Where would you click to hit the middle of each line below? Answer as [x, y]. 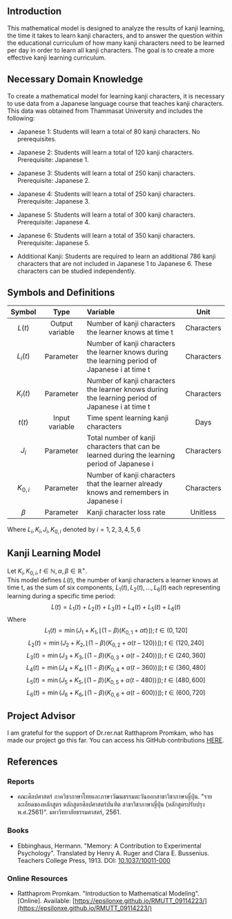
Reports [21, 782]
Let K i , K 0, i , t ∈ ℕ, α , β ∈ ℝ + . [47, 571]
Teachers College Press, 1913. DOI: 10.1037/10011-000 [94, 860]
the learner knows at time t [130, 332]
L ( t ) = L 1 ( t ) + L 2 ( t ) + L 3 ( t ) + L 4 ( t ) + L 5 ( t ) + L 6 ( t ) [116, 608]
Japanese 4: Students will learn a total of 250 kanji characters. [106, 194]
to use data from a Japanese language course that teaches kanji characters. [116, 103]
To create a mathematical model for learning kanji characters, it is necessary [116, 96]
